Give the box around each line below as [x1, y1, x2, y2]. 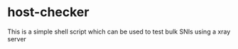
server [7, 34, 27, 43]
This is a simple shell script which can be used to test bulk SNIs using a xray [7, 27, 231, 36]
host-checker [7, 4, 90, 20]
